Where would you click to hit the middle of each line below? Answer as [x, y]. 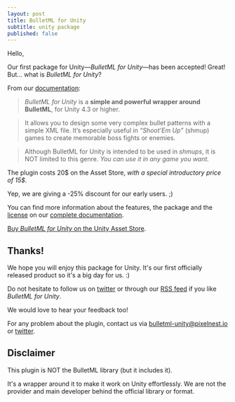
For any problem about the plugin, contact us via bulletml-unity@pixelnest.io [117, 324]
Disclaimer [31, 353]
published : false [33, 33]
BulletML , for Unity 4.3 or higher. [72, 109]
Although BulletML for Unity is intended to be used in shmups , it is [120, 151]
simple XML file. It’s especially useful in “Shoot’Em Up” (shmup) [117, 130]
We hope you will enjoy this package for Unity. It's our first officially [105, 268]
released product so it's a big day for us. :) [68, 275]
